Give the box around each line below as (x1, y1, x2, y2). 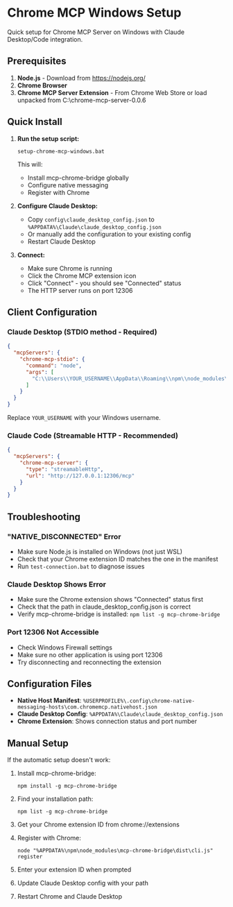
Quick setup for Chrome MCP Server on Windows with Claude (7, 28, 185, 36)
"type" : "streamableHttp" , (25, 466, 104, 473)
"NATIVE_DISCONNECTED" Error (7, 532, 121, 541)
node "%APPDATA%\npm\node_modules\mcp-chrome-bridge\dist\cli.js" (17, 847, 214, 854)
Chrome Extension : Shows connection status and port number (17, 717, 198, 726)
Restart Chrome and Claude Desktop (17, 892, 123, 901)
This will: (17, 160, 43, 168)
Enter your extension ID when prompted (17, 865, 132, 874)
